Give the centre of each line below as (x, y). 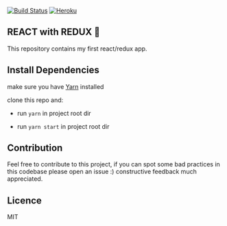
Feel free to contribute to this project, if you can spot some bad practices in (114, 164)
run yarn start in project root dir (63, 126)
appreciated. (25, 179)
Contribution (35, 148)
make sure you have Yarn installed (56, 86)
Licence (25, 200)
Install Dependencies (53, 70)
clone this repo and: (35, 100)
